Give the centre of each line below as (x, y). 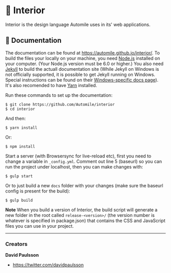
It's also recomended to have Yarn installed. (51, 85)
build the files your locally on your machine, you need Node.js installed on (83, 58)
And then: (16, 118)
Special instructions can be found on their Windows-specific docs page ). (82, 80)
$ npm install (20, 146)
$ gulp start (19, 176)
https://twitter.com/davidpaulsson (48, 265)
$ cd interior (20, 109)
